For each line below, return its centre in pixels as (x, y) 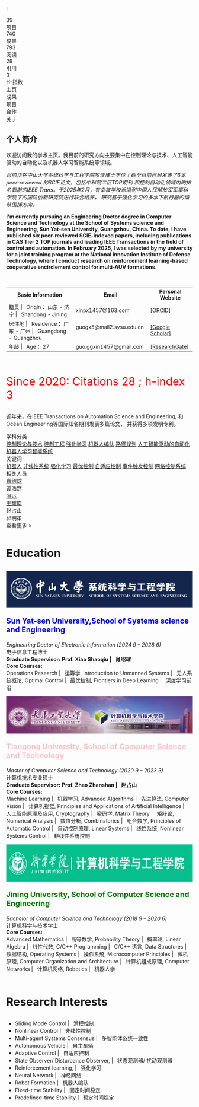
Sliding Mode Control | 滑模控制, (55, 1023)
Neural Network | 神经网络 (48, 1075)
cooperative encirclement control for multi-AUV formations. (81, 267)
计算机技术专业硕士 (30, 777)
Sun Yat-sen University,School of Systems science (98, 621)
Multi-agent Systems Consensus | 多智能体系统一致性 (81, 1038)
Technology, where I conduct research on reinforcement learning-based (97, 260)
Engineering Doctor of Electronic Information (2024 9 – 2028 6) (84, 645)
